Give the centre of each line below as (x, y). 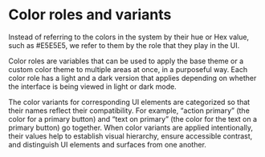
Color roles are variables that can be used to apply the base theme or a (126, 61)
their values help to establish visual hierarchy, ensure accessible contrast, (130, 136)
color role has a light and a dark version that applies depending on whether (132, 78)
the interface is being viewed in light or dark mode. (92, 87)
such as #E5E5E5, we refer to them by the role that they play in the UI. (124, 45)
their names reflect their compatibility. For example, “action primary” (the (129, 111)
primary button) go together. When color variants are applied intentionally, (131, 127)
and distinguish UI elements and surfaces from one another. (108, 144)
